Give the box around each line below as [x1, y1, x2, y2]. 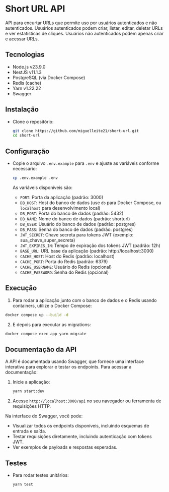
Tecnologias [5, 50, 45, 59]
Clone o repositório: [12, 118, 54, 125]
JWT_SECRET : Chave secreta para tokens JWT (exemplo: [20, 232, 134, 237]
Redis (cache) [12, 80, 42, 86]
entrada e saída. [12, 428, 46, 434]
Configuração [5, 147, 50, 155]
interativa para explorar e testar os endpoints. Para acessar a [5, 364, 132, 370]
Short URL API [5, 3, 65, 15]
